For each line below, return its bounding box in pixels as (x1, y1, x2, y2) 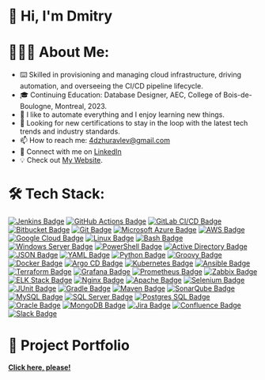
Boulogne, (19, 102, 54, 111)
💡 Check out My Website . (19, 156, 103, 165)
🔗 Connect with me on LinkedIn (19, 147, 123, 156)
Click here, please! (8, 363, 71, 372)
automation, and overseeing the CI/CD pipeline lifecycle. (19, 81, 203, 91)
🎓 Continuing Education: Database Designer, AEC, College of (19, 90, 222, 100)
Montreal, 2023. (55, 102, 108, 111)
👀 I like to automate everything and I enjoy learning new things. (19, 110, 225, 119)
